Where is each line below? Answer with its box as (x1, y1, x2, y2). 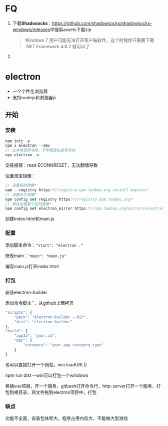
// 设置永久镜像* (5, 192, 36, 197)
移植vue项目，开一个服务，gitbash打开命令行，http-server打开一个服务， (5, 383, 156, 389)
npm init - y (5, 138, 30, 143)
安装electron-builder (5, 289, 47, 295)
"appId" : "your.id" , (14, 333, 57, 338)
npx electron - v (5, 152, 39, 158)
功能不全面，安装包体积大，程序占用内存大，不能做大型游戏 (5, 415, 128, 421)
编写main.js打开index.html (5, 263, 59, 269)
